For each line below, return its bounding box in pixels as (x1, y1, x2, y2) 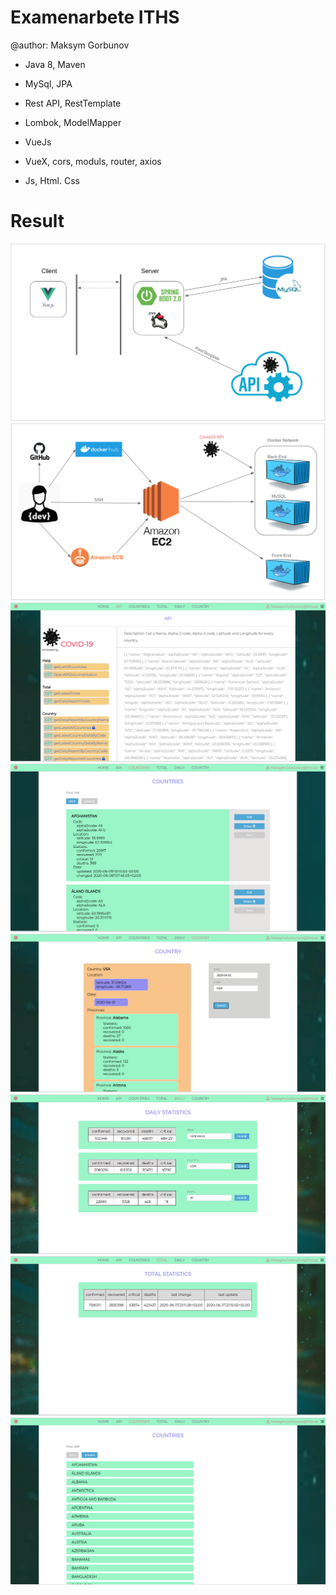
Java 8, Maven (24, 58, 86, 70)
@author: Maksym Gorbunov (10, 39, 130, 51)
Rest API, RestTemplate (24, 97, 122, 109)
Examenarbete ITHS (10, 6, 180, 29)
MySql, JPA (24, 77, 73, 90)
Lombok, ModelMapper (24, 116, 122, 128)
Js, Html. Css (24, 174, 80, 186)
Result (10, 210, 65, 233)
